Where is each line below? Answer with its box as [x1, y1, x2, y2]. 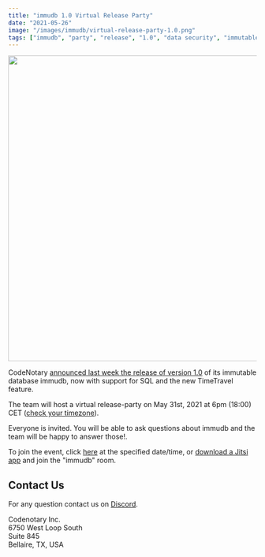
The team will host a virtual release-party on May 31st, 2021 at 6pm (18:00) [8, 400, 252, 409]
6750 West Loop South [8, 523, 83, 533]
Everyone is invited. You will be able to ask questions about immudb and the [8, 424, 256, 433]
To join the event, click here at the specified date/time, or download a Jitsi [8, 447, 248, 457]
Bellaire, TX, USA [8, 540, 65, 549]
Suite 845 [8, 532, 40, 541]
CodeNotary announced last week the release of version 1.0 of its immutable [8, 368, 257, 377]
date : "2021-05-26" [8, 19, 73, 27]
